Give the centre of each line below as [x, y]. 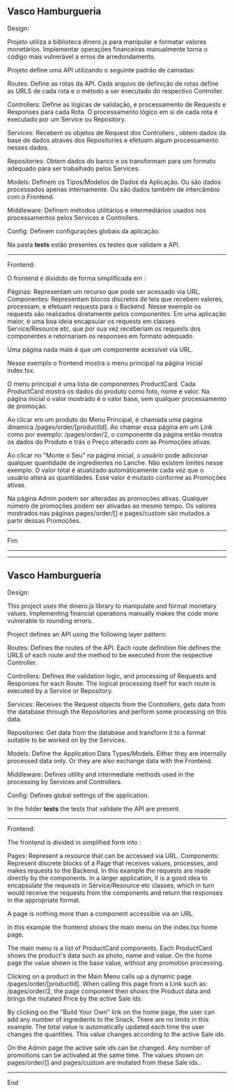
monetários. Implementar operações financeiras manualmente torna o [107, 49]
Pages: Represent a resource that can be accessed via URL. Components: [113, 855]
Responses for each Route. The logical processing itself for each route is [111, 683]
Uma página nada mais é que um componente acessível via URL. [100, 349]
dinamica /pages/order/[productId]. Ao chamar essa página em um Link [110, 427]
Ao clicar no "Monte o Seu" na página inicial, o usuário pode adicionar [108, 455]
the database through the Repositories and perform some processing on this [117, 711]
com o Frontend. [31, 196]
